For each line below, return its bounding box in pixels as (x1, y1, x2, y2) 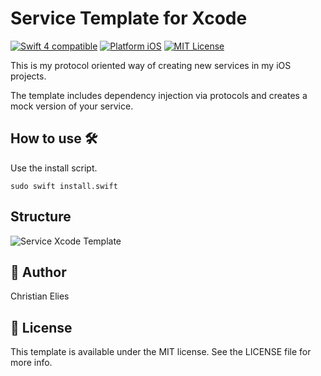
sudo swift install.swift (10, 181, 118, 191)
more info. (10, 357, 53, 369)
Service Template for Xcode (10, 7, 248, 30)
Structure (10, 208, 72, 226)
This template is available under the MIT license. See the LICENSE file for (10, 346, 312, 358)
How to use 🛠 (10, 130, 98, 147)
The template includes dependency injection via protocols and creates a (10, 89, 308, 101)
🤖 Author (10, 263, 67, 281)
